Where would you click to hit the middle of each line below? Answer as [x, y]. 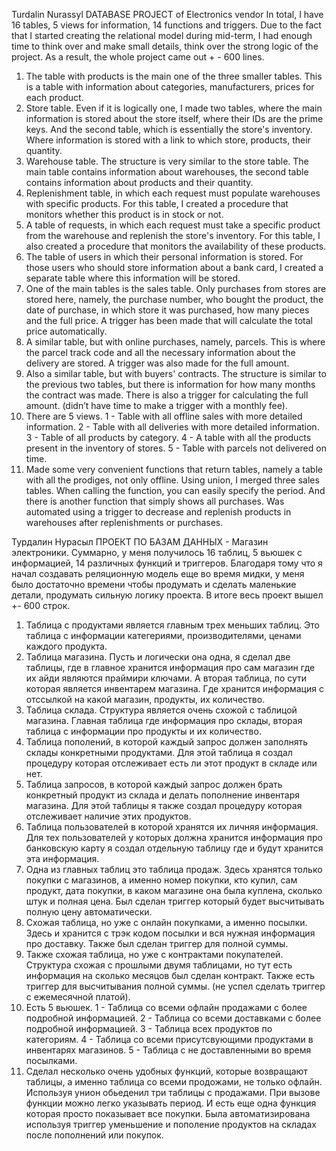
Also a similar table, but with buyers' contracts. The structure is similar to [176, 373]
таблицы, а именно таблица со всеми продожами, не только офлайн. [174, 1082]
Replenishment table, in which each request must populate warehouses [173, 193]
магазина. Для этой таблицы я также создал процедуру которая [164, 805]
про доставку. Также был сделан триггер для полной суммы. [157, 943]
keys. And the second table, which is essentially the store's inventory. [169, 129]
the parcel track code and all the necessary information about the [160, 352]
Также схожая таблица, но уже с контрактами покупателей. [154, 954]
